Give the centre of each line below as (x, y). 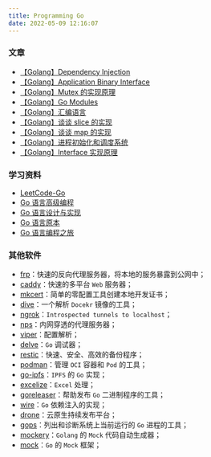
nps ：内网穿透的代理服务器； (69, 324)
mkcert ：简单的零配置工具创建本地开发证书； (95, 295)
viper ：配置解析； (50, 335)
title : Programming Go (46, 16)
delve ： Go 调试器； (51, 345)
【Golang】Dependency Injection (75, 71)
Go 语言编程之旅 (47, 233)
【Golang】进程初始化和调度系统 (74, 142)
